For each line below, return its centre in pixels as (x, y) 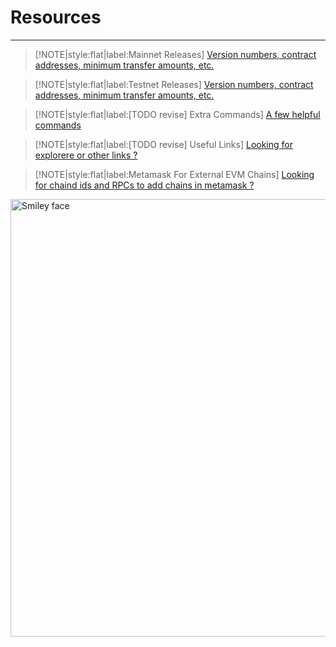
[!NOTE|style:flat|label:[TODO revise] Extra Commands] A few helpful (177, 114)
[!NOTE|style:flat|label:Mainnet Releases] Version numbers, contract (175, 54)
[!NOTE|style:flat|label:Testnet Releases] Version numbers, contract (174, 84)
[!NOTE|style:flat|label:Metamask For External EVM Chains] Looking (174, 174)
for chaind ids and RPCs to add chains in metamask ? (144, 185)
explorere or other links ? (86, 155)
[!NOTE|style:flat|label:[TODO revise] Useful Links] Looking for (163, 144)
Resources (56, 17)
